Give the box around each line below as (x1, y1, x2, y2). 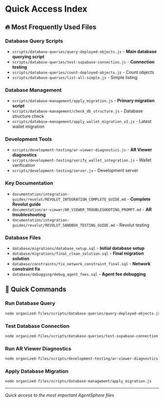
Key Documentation (5, 180, 54, 186)
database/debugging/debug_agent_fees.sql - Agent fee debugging (12, 271, 146, 277)
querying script (12, 54, 45, 60)
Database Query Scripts (5, 38, 63, 44)
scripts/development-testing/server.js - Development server (12, 167, 139, 174)
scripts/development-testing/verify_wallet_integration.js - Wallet (12, 157, 152, 163)
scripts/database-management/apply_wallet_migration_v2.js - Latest (12, 119, 152, 124)
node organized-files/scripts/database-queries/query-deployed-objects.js (5, 311, 161, 316)
